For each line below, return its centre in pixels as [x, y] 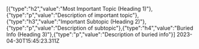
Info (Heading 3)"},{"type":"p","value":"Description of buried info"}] [91, 34]
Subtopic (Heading [110, 21]
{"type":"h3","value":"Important [46, 21]
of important [103, 15]
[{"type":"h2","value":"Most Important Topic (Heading [74, 9]
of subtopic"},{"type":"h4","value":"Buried [140, 28]
